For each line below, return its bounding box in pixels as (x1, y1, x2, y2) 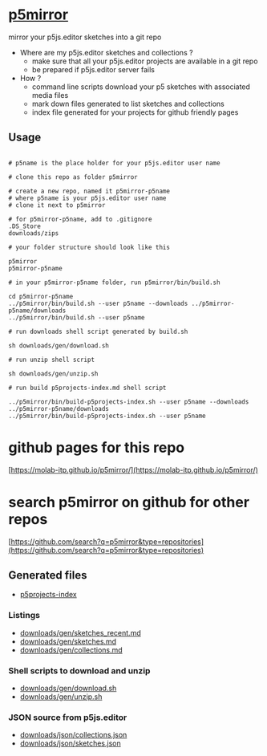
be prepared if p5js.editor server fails (31, 64, 155, 74)
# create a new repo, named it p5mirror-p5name (8, 187, 171, 195)
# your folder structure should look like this (8, 243, 171, 251)
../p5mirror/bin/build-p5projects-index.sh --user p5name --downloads (8, 397, 249, 406)
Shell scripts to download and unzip (8, 665, 151, 676)
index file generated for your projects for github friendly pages (31, 107, 239, 117)
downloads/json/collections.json (19, 730, 127, 740)
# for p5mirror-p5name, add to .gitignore (8, 215, 152, 223)
